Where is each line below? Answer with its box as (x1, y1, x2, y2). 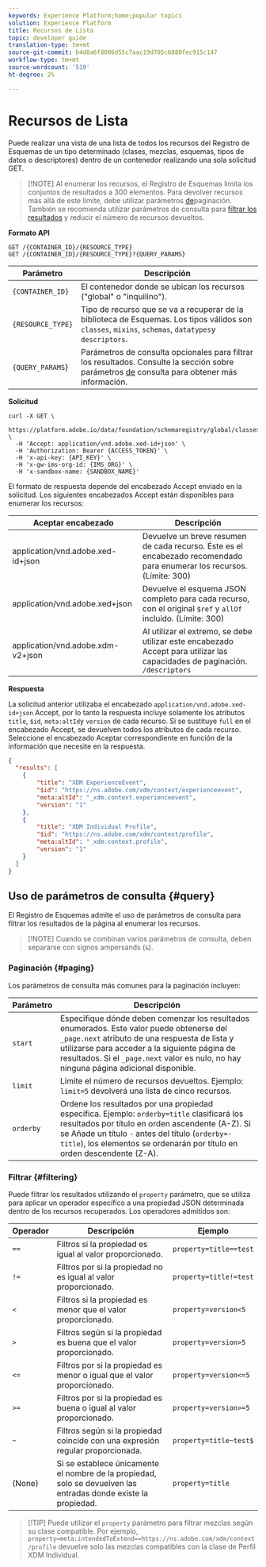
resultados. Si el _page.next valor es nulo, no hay (59, 1053, 241, 1064)
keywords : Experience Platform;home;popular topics (8, 11, 182, 20)
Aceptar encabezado (32, 517, 114, 528)
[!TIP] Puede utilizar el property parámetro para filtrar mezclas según (27, 1518, 253, 1527)
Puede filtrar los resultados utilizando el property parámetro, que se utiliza (8, 1189, 251, 1199)
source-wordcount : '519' (8, 64, 90, 71)
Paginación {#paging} (8, 962, 95, 973)
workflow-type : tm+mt (8, 56, 80, 64)
